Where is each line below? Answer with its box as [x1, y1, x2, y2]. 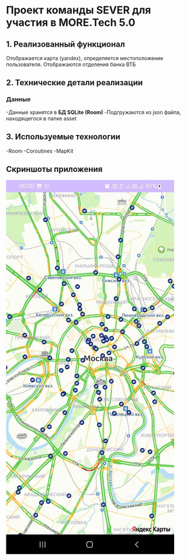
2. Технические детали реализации [6, 78, 143, 88]
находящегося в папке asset [6, 115, 77, 122]
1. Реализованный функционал [6, 39, 126, 49]
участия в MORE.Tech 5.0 [6, 16, 136, 29]
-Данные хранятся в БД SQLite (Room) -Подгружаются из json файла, [6, 109, 181, 116]
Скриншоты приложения [6, 164, 103, 174]
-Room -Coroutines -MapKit [6, 147, 74, 154]
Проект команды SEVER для [6, 4, 151, 17]
